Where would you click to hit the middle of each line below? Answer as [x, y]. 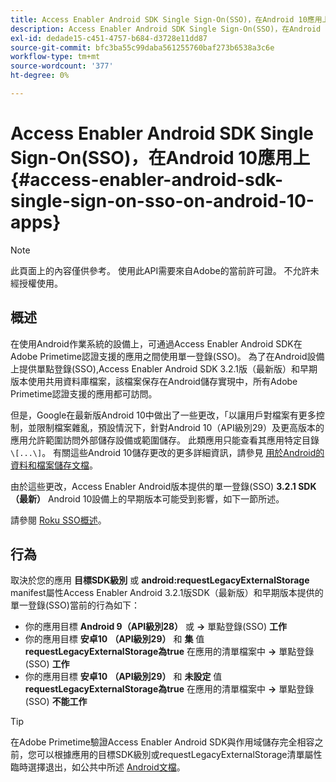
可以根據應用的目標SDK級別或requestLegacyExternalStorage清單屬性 [179, 755]
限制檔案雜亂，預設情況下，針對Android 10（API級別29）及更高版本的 [180, 427]
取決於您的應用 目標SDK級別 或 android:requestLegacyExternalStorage [160, 580]
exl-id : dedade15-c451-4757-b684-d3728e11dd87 [109, 38]
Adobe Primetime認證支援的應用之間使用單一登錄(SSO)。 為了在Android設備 [167, 356]
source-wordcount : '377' [62, 66]
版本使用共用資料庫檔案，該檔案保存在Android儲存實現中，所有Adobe [154, 381]
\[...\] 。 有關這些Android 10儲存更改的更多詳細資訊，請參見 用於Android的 [167, 452]
